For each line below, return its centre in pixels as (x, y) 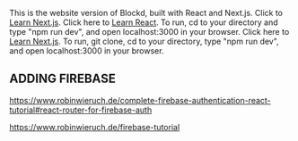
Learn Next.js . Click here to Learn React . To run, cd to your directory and (144, 22)
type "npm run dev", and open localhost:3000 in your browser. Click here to (149, 32)
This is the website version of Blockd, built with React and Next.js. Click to (146, 13)
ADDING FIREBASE (63, 79)
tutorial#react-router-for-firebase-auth (81, 110)
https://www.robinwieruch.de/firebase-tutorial (95, 127)
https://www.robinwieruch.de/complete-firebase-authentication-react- (140, 100)
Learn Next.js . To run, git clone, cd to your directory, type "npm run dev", (145, 41)
